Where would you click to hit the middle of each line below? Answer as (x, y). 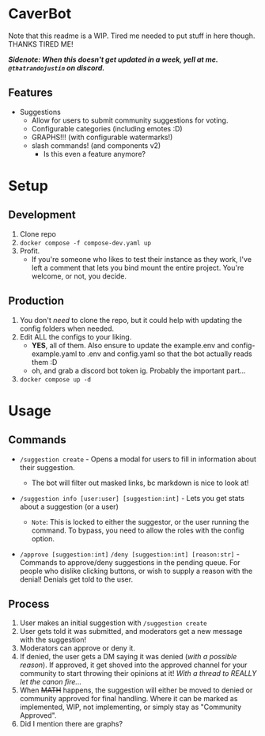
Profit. (30, 251)
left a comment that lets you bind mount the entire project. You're (138, 267)
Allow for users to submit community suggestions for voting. (130, 120)
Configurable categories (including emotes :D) (107, 128)
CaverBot (40, 14)
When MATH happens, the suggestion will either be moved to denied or (136, 690)
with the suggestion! (53, 640)
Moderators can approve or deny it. (78, 648)
